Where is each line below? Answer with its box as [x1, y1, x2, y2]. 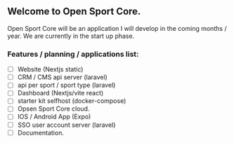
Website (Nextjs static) [17, 65, 84, 74]
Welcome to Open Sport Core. [7, 6, 141, 18]
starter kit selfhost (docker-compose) [17, 97, 126, 105]
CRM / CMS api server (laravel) [17, 73, 108, 81]
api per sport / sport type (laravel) [17, 81, 116, 90]
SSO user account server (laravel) [17, 121, 116, 129]
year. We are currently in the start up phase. [7, 32, 135, 40]
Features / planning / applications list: [7, 49, 139, 59]
